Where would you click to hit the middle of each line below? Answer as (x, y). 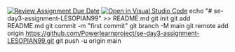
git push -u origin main (88, 41)
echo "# (201, 11)
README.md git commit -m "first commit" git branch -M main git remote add (118, 26)
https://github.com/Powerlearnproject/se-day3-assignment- (113, 33)
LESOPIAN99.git (31, 41)
